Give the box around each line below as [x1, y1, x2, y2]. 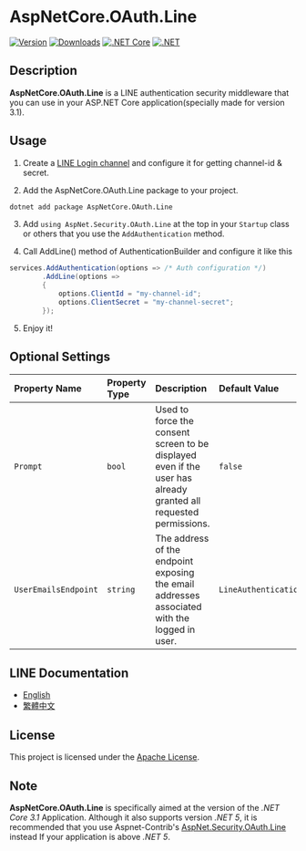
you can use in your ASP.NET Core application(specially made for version [9, 97, 285, 108]
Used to [154, 403, 189, 416]
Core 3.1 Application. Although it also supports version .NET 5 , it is [9, 812, 258, 823]
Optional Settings [9, 349, 111, 365]
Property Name [14, 381, 82, 394]
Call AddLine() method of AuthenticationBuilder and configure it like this [22, 246, 293, 257]
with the [154, 611, 189, 624]
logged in [154, 623, 196, 636]
